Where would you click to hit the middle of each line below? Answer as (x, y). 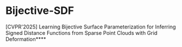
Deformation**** (26, 39)
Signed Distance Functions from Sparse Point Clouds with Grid (82, 32)
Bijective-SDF (40, 11)
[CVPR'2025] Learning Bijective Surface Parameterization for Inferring (91, 27)
